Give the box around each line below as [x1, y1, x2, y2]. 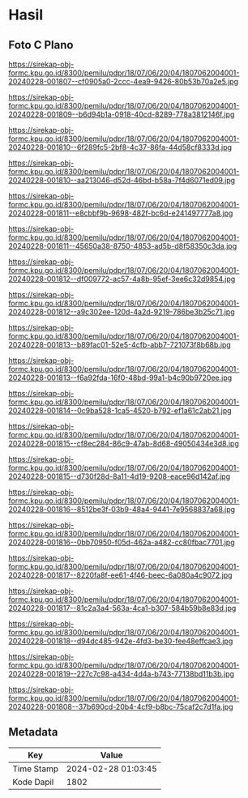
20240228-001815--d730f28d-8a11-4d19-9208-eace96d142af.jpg [8, 472, 231, 481]
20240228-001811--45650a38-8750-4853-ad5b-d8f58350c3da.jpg [8, 241, 237, 250]
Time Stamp [12, 763, 59, 775]
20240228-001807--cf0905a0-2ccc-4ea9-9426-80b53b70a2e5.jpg [8, 77, 239, 86]
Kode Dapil [12, 776, 54, 787]
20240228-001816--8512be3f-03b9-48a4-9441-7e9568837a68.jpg [8, 505, 236, 514]
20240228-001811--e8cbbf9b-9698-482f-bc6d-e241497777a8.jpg [8, 208, 233, 218]
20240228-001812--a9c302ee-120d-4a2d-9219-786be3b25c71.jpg [8, 307, 235, 317]
